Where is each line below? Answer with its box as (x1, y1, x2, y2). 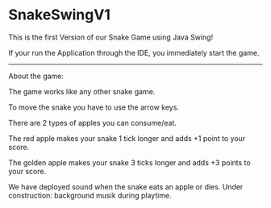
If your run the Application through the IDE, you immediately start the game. (8, 48, 260, 57)
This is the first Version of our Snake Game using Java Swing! (8, 32, 214, 42)
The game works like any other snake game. (8, 86, 156, 96)
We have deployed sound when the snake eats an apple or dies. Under (8, 181, 244, 191)
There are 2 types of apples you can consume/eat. (8, 118, 177, 127)
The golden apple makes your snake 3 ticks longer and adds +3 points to (8, 157, 252, 167)
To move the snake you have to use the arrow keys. (8, 102, 180, 112)
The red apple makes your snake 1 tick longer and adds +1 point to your (8, 133, 246, 143)
